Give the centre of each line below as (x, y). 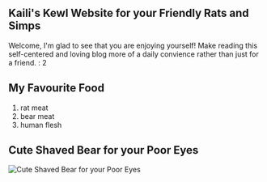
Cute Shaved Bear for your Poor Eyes (104, 150)
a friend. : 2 (28, 62)
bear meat (37, 116)
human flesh (41, 125)
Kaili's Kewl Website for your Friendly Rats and (129, 13)
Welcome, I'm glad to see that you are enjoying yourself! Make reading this (133, 45)
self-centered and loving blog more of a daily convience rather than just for (133, 54)
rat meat (34, 108)
